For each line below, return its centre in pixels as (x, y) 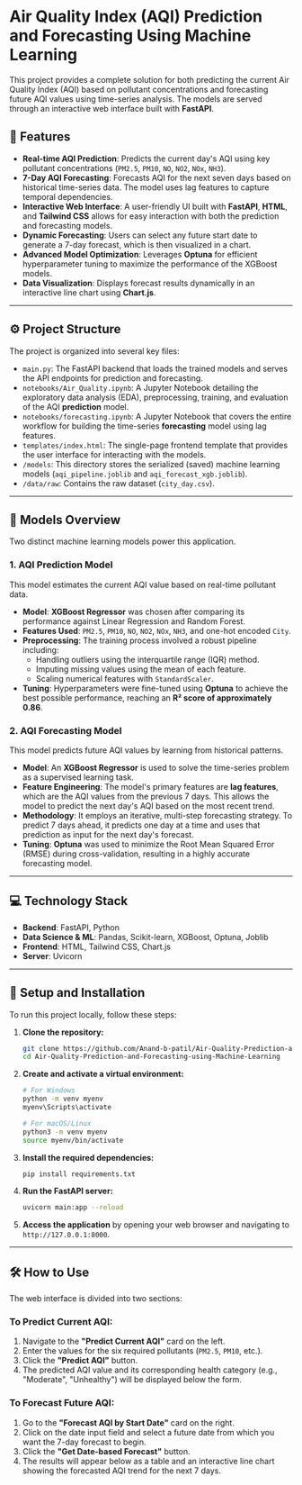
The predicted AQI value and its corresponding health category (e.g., (150, 1370)
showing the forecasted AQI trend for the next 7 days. (122, 1471)
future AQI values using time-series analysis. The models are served (136, 99)
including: (40, 649)
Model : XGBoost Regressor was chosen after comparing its (133, 611)
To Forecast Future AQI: (62, 1403)
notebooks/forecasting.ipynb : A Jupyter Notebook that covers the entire (157, 416)
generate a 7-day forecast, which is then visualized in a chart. (137, 244)
